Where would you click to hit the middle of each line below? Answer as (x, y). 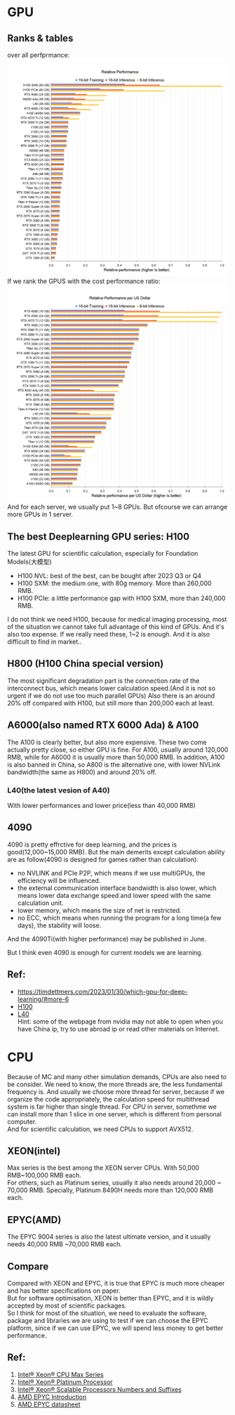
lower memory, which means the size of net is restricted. (99, 910)
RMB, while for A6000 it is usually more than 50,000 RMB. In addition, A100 (116, 757)
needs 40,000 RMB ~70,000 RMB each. (65, 1244)
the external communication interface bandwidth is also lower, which (117, 888)
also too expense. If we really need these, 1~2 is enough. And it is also (109, 634)
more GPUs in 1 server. (40, 514)
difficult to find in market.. (45, 642)
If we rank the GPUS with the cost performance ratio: (84, 281)
